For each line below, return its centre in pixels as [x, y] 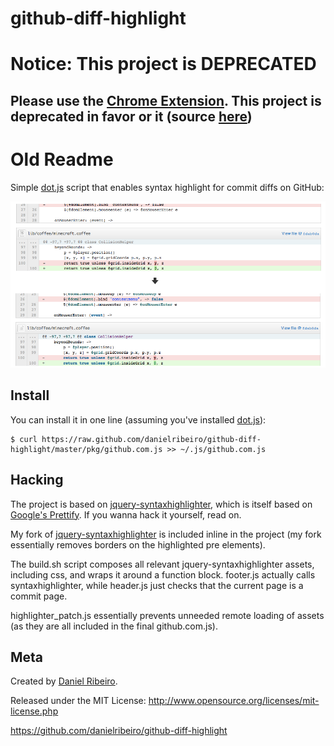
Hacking [37, 480]
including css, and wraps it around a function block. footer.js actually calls [163, 574]
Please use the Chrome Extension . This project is [166, 100]
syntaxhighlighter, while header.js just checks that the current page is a [157, 585]
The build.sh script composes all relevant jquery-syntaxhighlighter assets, [162, 564]
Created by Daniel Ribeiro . [64, 681]
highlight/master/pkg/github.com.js [86, 449]
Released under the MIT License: [78, 701]
